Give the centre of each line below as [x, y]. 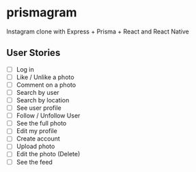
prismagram [42, 13]
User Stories [33, 53]
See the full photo [41, 124]
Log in [25, 69]
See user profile [39, 108]
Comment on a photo [46, 85]
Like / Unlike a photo [45, 77]
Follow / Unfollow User [48, 116]
